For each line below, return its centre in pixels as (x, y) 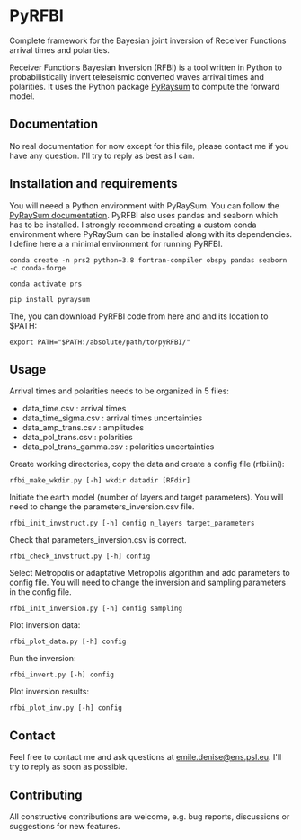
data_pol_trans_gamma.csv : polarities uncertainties (118, 447)
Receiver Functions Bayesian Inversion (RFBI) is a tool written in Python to (146, 67)
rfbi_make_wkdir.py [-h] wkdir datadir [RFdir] (100, 481)
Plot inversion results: (49, 692)
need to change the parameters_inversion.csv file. (102, 507)
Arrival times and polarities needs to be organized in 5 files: (119, 391)
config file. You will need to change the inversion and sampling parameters (147, 583)
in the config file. (40, 592)
